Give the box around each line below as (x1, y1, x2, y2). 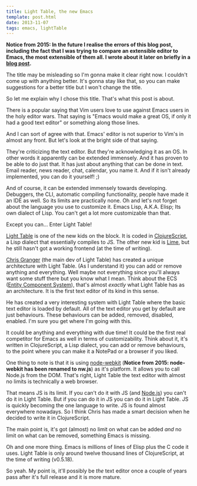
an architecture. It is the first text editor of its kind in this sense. (6, 288, 159, 295)
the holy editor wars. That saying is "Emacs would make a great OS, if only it (6, 113, 191, 120)
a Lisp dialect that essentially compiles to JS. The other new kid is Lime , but (6, 239, 190, 246)
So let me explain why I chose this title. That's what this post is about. (6, 95, 175, 102)
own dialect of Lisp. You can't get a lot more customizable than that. (6, 209, 171, 217)
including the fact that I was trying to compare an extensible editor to (6, 48, 178, 55)
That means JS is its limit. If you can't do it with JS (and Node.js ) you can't (6, 390, 186, 397)
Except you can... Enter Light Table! (6, 221, 92, 228)
